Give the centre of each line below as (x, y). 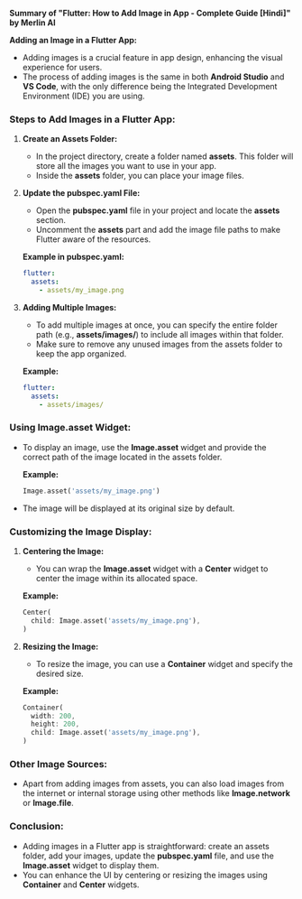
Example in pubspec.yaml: (73, 257)
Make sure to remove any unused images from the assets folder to (159, 344)
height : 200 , (55, 724)
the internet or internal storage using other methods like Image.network (156, 793)
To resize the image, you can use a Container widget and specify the (164, 663)
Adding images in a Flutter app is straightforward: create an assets (146, 846)
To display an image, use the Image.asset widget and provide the (144, 447)
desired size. (59, 673)
